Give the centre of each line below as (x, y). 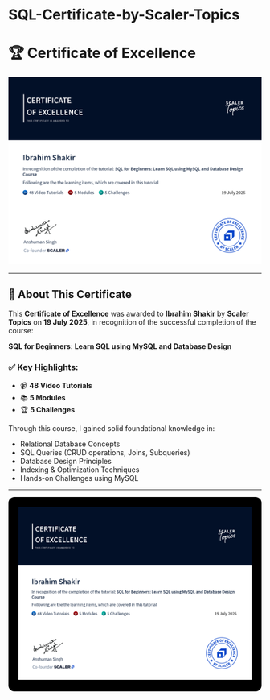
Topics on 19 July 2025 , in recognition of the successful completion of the (132, 322)
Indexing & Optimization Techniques (80, 470)
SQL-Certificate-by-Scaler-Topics (124, 15)
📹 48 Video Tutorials (56, 385)
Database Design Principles (66, 461)
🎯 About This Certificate (70, 294)
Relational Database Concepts (70, 444)
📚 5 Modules (43, 397)
